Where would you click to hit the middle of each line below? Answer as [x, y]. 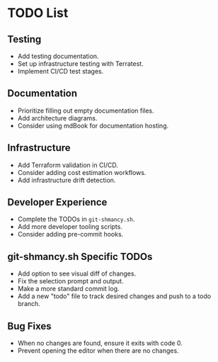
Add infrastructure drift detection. [67, 180]
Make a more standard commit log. [68, 289]
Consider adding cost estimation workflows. [82, 172]
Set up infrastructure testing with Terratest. [80, 64]
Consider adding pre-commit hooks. [70, 234]
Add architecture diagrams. [57, 118]
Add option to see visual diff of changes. [77, 273]
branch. [29, 304]
